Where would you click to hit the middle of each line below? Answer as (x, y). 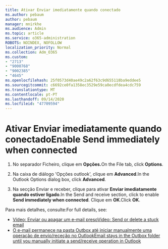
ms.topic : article (24, 33)
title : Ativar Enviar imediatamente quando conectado (63, 10)
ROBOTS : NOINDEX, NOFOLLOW (34, 43)
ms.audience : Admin (26, 29)
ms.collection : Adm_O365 (31, 52)
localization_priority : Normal (38, 47)
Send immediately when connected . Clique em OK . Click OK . (76, 200)
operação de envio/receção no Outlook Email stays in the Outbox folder (86, 236)
